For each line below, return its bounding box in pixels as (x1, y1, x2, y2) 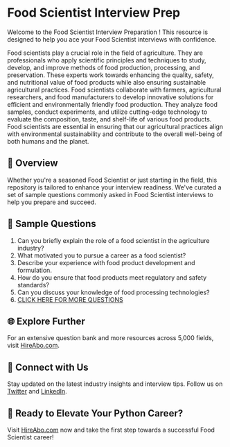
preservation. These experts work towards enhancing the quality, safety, (7, 71, 214, 79)
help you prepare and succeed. (7, 198, 97, 206)
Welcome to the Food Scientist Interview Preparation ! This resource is (7, 28, 209, 36)
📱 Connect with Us (7, 361, 89, 373)
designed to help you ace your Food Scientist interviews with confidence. (7, 35, 217, 43)
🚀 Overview (7, 158, 58, 169)
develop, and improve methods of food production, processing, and (7, 63, 200, 71)
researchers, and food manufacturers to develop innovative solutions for (7, 92, 214, 101)
